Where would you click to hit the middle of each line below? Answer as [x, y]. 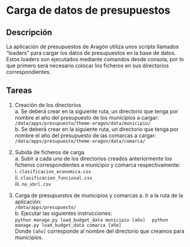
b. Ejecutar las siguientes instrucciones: [64, 213]
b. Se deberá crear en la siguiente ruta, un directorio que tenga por [97, 129]
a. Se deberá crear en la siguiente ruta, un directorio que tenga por [96, 111]
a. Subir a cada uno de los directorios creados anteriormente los [93, 158]
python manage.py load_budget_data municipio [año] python [91, 220]
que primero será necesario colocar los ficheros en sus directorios [88, 65]
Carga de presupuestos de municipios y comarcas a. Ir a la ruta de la [99, 195]
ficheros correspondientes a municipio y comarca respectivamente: [97, 165]
